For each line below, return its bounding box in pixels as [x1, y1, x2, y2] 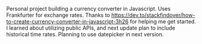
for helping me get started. [129, 18, 197, 25]
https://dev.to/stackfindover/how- [111, 11, 195, 19]
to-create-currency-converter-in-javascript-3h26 [6, 18, 129, 25]
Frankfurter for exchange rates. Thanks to [6, 11, 110, 19]
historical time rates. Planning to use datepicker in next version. [6, 31, 164, 38]
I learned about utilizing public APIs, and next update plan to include [6, 24, 176, 31]
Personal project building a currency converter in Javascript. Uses [6, 5, 171, 12]
